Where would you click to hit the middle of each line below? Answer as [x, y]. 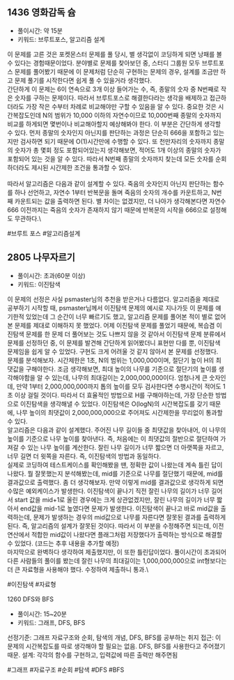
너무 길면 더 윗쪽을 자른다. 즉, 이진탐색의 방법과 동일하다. [84, 456]
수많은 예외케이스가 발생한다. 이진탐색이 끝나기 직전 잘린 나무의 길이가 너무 [109, 491]
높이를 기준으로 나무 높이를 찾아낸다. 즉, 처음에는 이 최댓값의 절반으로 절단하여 [113, 439]
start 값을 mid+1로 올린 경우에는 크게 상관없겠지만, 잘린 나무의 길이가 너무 [115, 499]
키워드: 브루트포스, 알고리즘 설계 [61, 39]
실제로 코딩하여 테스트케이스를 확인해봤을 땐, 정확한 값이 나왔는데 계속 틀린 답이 [115, 464]
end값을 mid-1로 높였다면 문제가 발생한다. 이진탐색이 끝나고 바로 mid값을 [119, 508]
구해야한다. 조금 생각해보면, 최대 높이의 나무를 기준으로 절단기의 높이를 [121, 369]
